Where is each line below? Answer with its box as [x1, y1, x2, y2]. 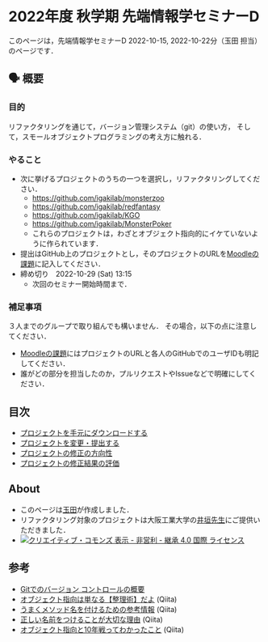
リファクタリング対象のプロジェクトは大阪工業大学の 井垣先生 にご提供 [19, 515, 253, 525]
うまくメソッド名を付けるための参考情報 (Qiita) [19, 604, 178, 614]
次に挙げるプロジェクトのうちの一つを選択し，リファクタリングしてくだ [19, 173, 261, 183]
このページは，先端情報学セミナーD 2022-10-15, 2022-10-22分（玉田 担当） [8, 36, 262, 45]
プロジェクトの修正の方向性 [19, 449, 113, 458]
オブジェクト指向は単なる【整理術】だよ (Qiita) [19, 594, 178, 604]
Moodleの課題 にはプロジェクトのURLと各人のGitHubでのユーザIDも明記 [19, 349, 259, 359]
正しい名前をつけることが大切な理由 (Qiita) [19, 614, 163, 624]
